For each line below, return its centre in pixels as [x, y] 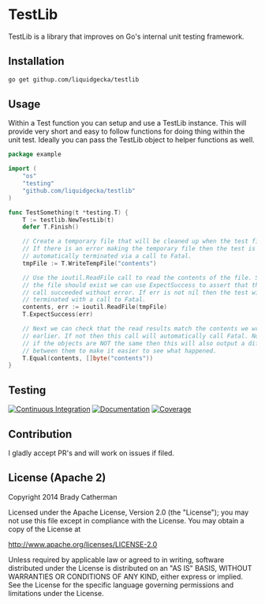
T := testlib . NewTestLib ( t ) [68, 220]
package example [35, 155]
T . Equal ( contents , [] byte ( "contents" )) [88, 358]
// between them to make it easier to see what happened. [119, 351]
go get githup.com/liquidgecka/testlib [74, 79]
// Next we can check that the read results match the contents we [135, 329]
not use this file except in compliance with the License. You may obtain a [126, 520]
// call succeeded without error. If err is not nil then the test [135, 293]
